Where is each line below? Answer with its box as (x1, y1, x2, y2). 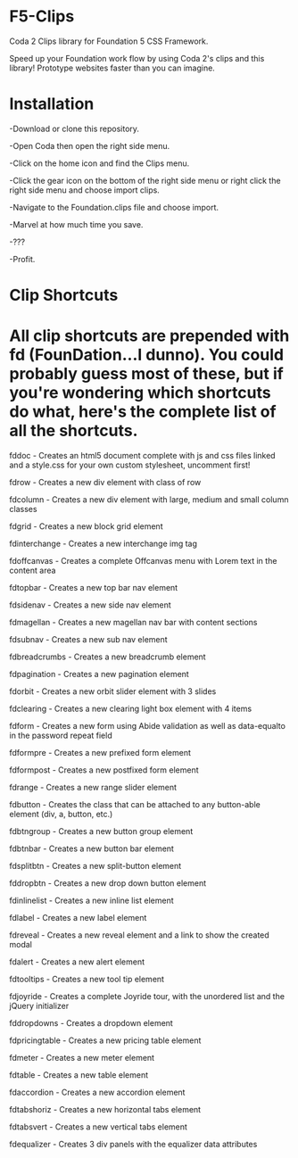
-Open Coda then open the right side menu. (9, 140, 170, 151)
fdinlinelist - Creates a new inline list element (9, 895, 174, 906)
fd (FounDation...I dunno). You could (9, 345, 284, 365)
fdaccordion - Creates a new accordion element (9, 1087, 186, 1097)
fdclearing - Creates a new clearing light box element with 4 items (9, 703, 252, 714)
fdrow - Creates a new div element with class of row (9, 477, 202, 487)
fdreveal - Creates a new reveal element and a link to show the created (9, 930, 269, 940)
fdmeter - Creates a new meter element (9, 1053, 154, 1063)
